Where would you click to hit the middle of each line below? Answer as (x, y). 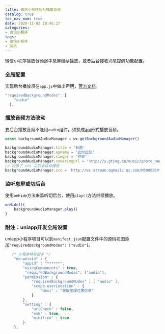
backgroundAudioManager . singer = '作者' (46, 157)
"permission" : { (40, 277)
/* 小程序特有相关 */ (31, 254)
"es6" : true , (46, 313)
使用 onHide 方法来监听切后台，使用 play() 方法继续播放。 (61, 195)
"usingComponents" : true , (50, 268)
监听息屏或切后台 (25, 184)
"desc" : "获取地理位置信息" (67, 291)
